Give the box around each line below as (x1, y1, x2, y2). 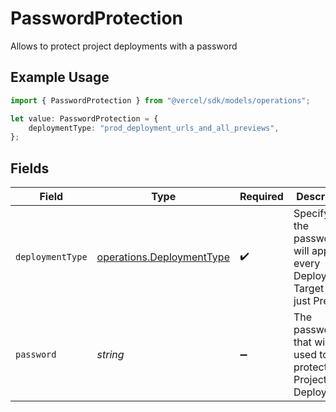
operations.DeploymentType (96, 250, 230, 264)
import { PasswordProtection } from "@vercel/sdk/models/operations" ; (10, 95, 311, 106)
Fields (10, 160, 50, 177)
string (96, 348, 125, 362)
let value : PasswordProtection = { (10, 113, 159, 124)
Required (239, 190, 284, 204)
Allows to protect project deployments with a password (10, 40, 238, 52)
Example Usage (10, 69, 110, 86)
